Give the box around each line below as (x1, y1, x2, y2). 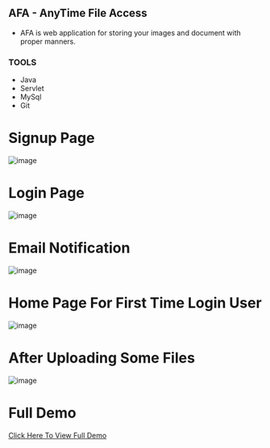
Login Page (8, 184, 85, 203)
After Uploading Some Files (8, 349, 196, 367)
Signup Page (8, 129, 95, 148)
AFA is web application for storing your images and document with (19, 27, 242, 37)
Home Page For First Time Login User (8, 294, 262, 312)
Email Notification (8, 239, 131, 257)
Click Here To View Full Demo (8, 430, 107, 440)
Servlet (19, 84, 44, 94)
